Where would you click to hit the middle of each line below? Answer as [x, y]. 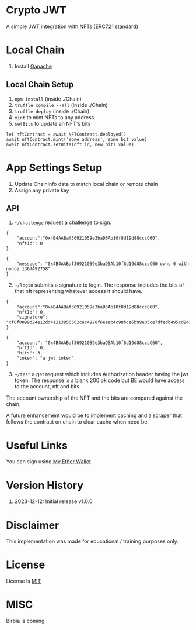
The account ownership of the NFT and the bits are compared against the [94, 398]
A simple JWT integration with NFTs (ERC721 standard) [72, 26]
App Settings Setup [54, 168]
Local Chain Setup [40, 85]
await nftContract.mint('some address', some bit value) [77, 139]
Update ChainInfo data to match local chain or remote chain [86, 184]
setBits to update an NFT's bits [52, 123]
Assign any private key [42, 190]
